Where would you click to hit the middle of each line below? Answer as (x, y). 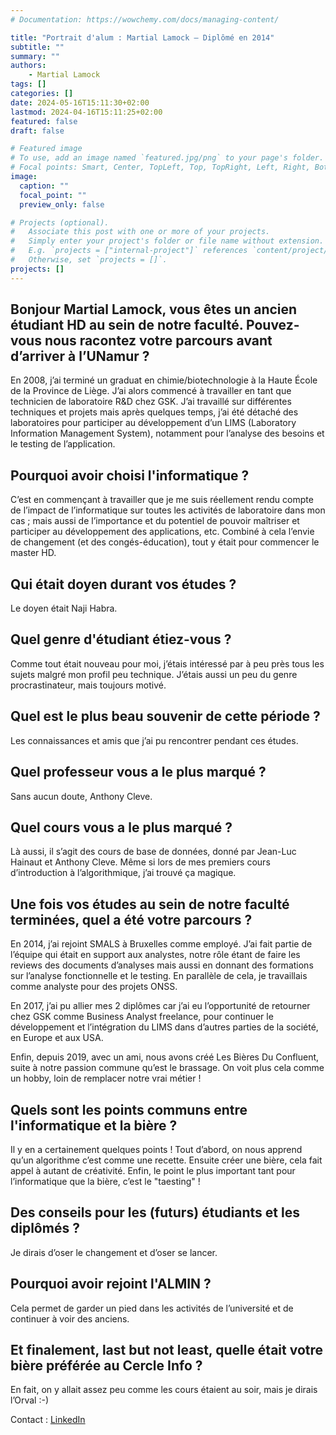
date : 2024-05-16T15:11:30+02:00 (80, 102)
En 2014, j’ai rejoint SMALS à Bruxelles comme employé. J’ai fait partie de (161, 944)
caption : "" (44, 186)
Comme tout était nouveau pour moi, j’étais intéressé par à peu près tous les (167, 663)
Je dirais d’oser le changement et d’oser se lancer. (114, 1252)
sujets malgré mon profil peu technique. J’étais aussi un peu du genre (154, 674)
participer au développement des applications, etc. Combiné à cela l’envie (162, 532)
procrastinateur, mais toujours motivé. (88, 685)
